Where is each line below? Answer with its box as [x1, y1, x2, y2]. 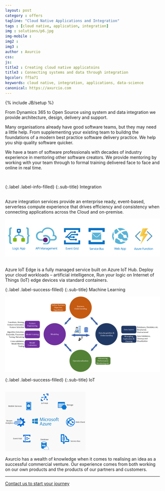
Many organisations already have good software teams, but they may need [5, 124, 157, 130]
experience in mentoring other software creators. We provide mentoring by [5, 154, 157, 160]
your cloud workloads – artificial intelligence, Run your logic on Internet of [5, 272, 155, 277]
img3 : [5, 44, 19, 49]
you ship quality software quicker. [5, 139, 74, 145]
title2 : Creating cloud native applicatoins [5, 65, 100, 70]
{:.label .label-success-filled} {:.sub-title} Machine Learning [5, 286, 126, 292]
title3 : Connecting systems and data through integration [5, 70, 129, 75]
